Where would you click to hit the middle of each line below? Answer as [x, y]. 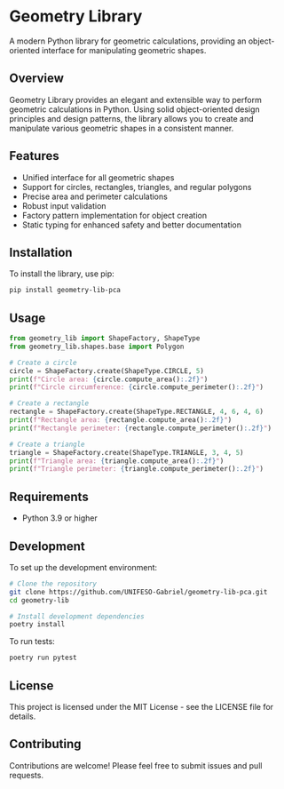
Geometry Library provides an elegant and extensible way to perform [135, 100]
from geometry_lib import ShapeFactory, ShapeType [105, 339]
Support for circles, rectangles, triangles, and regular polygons [137, 187]
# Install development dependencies [77, 616]
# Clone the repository [53, 584]
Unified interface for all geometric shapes [98, 177]
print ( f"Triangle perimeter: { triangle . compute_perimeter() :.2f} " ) [137, 469]
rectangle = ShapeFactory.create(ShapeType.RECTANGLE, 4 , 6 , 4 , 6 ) [137, 412]
